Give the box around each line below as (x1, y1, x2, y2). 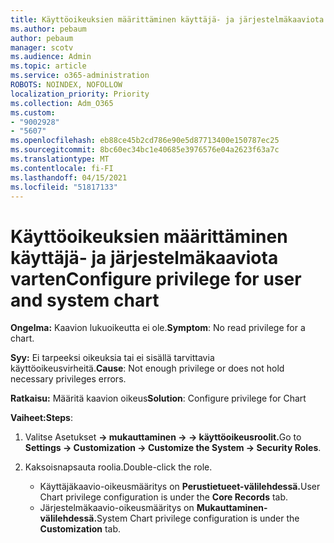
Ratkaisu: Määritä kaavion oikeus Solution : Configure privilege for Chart (10, 392, 307, 405)
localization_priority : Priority (10, 89, 150, 99)
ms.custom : (10, 107, 56, 118)
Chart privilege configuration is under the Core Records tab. (39, 491, 289, 503)
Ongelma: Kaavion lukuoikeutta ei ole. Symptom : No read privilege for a (10, 322, 306, 334)
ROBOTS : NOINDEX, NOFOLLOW (10, 80, 123, 90)
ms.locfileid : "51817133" (10, 182, 118, 192)
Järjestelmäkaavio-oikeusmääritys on (39, 502, 195, 514)
